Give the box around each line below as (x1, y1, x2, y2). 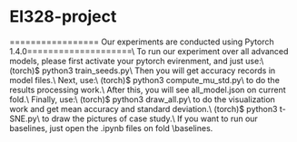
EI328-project (9, 6, 117, 27)
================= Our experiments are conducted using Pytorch (9, 36, 274, 47)
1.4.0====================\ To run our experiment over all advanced (9, 45, 289, 56)
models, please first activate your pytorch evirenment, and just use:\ (9, 55, 264, 66)
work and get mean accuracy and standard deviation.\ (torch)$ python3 (9, 103, 278, 114)
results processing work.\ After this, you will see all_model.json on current (9, 84, 286, 95)
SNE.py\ (9, 113, 41, 124)
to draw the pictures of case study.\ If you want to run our (42, 113, 259, 124)
